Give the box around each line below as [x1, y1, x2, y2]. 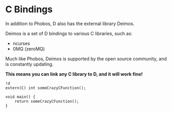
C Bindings [5, 4, 53, 15]
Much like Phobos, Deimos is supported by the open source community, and [5, 55, 167, 62]
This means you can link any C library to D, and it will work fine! [5, 71, 143, 77]
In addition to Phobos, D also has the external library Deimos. [5, 20, 135, 27]
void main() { [5, 94, 36, 99]
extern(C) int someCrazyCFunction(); [5, 85, 86, 91]
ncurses [12, 40, 30, 47]
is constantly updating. [5, 61, 54, 67]
